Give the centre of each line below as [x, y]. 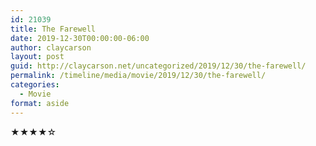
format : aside [40, 103]
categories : [35, 85]
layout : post [37, 57]
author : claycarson [51, 47]
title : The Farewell [53, 29]
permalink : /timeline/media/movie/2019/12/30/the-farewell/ [138, 76]
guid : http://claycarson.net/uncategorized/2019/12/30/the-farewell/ [158, 66]
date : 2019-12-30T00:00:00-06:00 [80, 38]
